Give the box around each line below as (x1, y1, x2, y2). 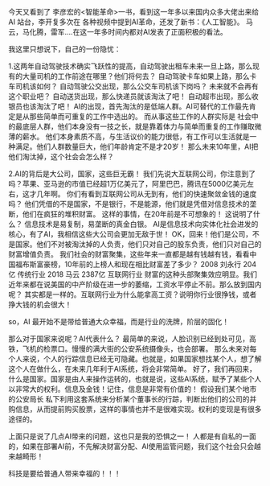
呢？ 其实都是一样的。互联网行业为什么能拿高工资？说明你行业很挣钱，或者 (8, 290, 257, 299)
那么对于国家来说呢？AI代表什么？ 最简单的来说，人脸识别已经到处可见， (8, 334, 250, 344)
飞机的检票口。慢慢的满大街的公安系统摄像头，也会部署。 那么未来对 (22, 344, 250, 353)
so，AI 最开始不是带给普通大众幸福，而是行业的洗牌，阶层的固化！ (8, 317, 230, 326)
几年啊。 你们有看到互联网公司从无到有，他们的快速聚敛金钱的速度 (35, 189, 257, 199)
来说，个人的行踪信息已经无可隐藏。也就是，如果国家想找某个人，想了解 (22, 354, 262, 364)
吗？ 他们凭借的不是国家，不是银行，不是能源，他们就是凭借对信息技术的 (8, 200, 250, 208)
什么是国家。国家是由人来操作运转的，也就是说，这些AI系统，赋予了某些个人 (8, 374, 262, 384)
